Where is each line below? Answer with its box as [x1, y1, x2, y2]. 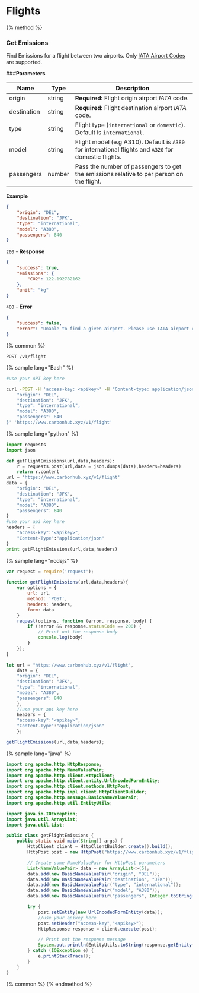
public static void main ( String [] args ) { [17, 838, 123, 844]
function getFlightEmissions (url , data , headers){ [6, 579, 129, 585]
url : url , [27, 590, 52, 597]
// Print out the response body [37, 629, 118, 635]
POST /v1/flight [6, 354, 46, 360]
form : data [27, 607, 54, 613]
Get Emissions [6, 39, 49, 47]
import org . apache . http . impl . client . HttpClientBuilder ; [6, 789, 147, 795]
